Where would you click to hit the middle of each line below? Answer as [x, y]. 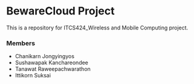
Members [21, 43]
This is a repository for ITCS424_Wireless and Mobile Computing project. [97, 28]
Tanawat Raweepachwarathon [53, 69]
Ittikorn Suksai [33, 76]
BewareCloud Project [60, 11]
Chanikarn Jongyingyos [44, 56]
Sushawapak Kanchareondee [52, 63]
